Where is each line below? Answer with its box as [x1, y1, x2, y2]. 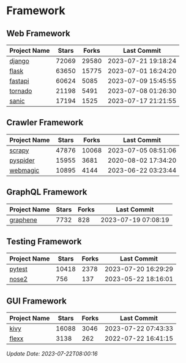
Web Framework [6, 28, 70, 39]
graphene [9, 216, 38, 224]
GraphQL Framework [6, 187, 87, 197]
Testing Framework [6, 236, 82, 247]
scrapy [9, 146, 29, 154]
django [9, 57, 29, 65]
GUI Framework [6, 295, 67, 306]
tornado [9, 87, 32, 95]
